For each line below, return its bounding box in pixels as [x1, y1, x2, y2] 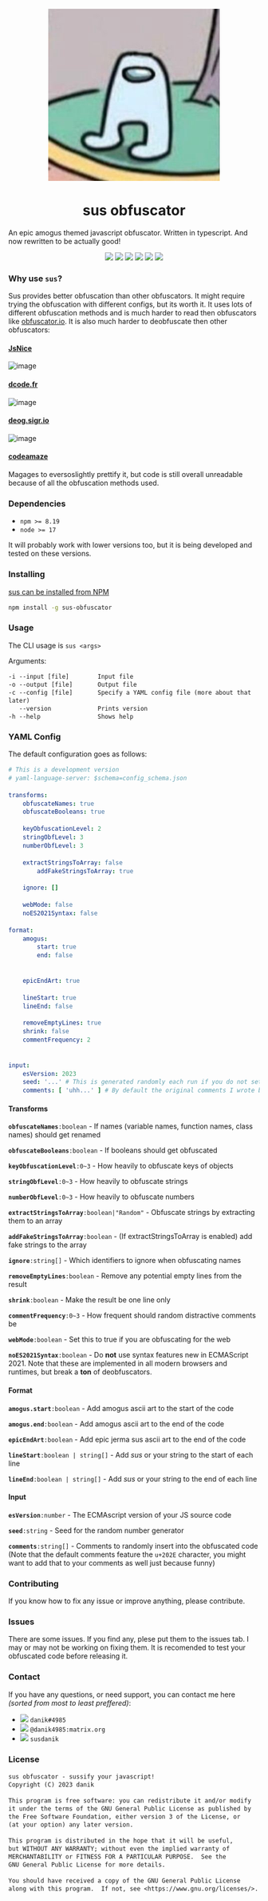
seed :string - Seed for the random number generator [8, 1526, 184, 1535]
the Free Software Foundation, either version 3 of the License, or [8, 1813, 241, 1821]
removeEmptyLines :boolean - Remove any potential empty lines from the [8, 1271, 242, 1281]
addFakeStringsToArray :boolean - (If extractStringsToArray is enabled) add [8, 1232, 253, 1241]
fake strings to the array [8, 1240, 88, 1249]
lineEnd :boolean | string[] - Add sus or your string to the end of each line [8, 1474, 258, 1483]
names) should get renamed [8, 1130, 101, 1140]
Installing [8, 569, 45, 580]
